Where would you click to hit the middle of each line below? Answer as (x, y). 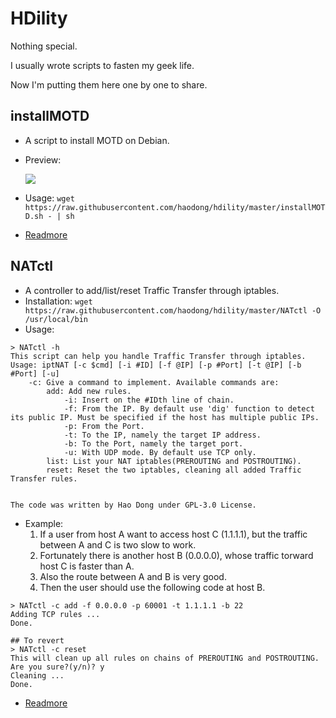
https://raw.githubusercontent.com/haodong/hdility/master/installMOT (175, 207)
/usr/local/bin (56, 319)
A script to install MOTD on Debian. (97, 140)
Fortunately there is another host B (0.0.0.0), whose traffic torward (176, 555)
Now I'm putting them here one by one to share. (109, 84)
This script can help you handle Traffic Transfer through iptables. (158, 356)
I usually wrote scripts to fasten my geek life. (102, 65)
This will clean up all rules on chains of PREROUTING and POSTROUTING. (165, 658)
